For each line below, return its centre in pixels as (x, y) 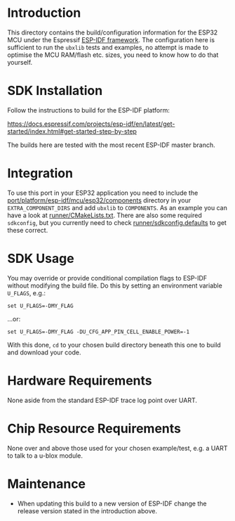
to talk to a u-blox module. (45, 456)
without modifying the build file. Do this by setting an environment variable (115, 285)
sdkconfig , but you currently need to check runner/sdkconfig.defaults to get (117, 222)
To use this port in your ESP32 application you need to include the (103, 193)
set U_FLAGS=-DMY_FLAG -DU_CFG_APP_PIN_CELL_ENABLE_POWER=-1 (99, 332)
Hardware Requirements (80, 380)
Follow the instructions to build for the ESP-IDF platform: (88, 110)
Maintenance (47, 484)
